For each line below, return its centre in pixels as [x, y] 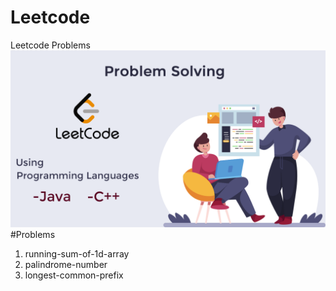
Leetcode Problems [50, 45]
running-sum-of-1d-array [77, 254]
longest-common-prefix [74, 275]
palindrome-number [66, 265]
